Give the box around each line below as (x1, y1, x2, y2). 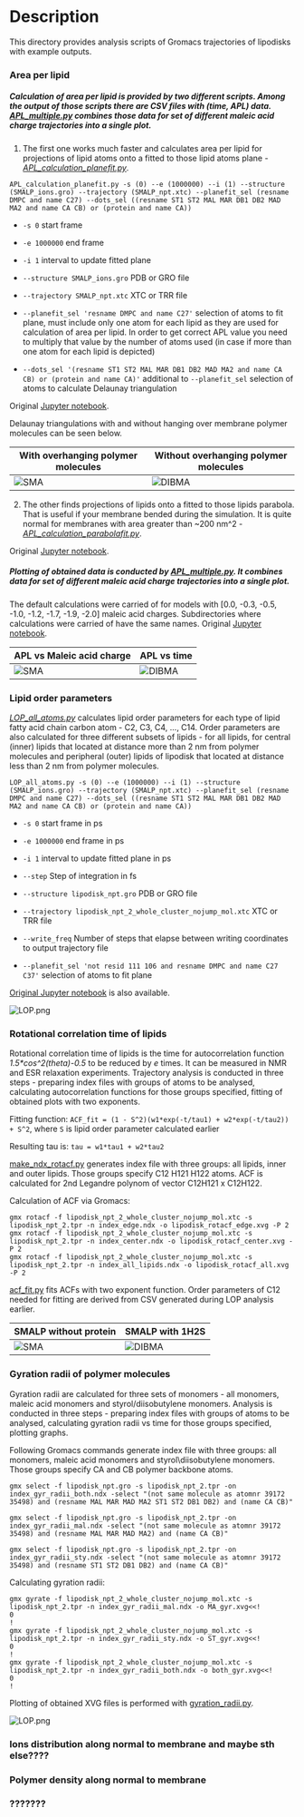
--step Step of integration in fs (22, 871, 138, 882)
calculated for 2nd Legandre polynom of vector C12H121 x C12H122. (9, 1177, 262, 1189)
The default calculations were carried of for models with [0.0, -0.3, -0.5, (9, 599, 278, 610)
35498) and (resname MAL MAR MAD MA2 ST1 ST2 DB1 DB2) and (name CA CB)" (9, 1497, 294, 1507)
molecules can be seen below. (9, 427, 122, 438)
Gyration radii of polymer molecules (9, 1368, 171, 1381)
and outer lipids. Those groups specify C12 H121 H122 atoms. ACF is (9, 1168, 264, 1179)
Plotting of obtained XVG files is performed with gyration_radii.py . (9, 1697, 254, 1708)
